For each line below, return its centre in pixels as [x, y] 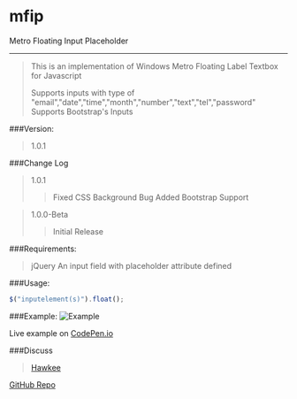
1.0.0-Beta [49, 214]
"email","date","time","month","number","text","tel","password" [143, 102]
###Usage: [30, 283]
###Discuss [31, 350]
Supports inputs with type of [83, 92]
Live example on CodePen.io [61, 333]
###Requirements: [43, 249]
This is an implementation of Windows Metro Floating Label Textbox [154, 66]
